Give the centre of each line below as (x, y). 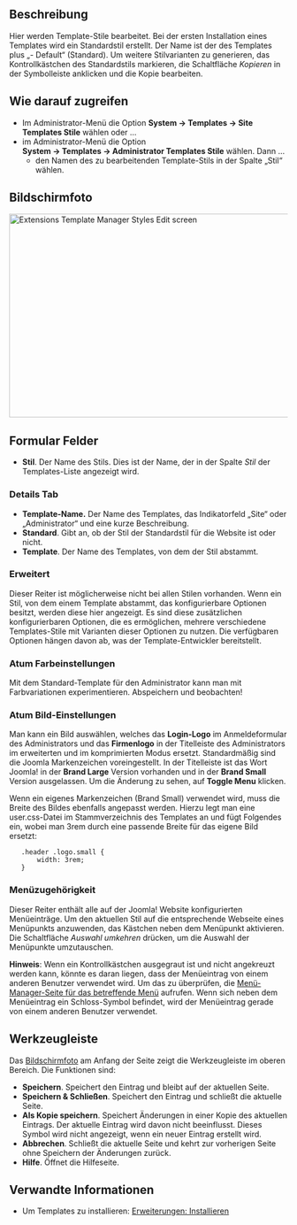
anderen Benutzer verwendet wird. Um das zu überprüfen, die (122, 982)
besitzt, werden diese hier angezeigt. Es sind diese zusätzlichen (126, 612)
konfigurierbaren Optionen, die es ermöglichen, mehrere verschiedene (138, 621)
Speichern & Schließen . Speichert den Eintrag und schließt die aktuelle (152, 1096)
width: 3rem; (61, 860)
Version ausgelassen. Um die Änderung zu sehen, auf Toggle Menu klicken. (148, 782)
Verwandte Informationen (82, 1190)
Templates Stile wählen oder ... (79, 132)
